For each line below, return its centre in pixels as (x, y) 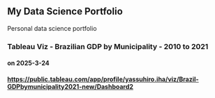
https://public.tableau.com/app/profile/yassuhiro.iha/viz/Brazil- (103, 79)
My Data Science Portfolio (65, 12)
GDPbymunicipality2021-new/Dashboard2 (71, 86)
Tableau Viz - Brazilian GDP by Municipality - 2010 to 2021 (108, 46)
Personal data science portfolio (52, 28)
